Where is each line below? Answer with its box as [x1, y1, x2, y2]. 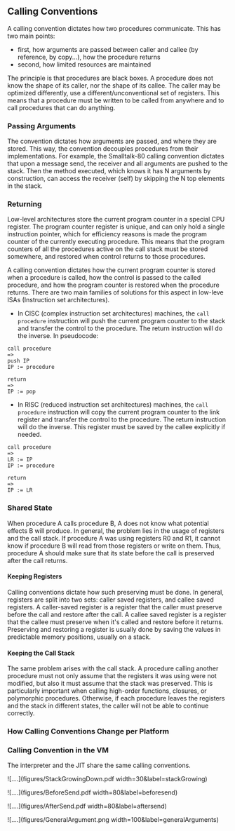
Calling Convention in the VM [7, 745, 109, 755]
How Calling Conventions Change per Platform [7, 727, 170, 736]
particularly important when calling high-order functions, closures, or [7, 687, 207, 695]
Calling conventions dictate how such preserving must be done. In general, [7, 588, 224, 596]
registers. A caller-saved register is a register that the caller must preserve [7, 602, 222, 611]
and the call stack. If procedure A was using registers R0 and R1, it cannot [7, 534, 221, 542]
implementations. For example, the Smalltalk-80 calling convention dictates [7, 152, 224, 161]
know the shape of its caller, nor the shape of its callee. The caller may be [7, 81, 221, 90]
